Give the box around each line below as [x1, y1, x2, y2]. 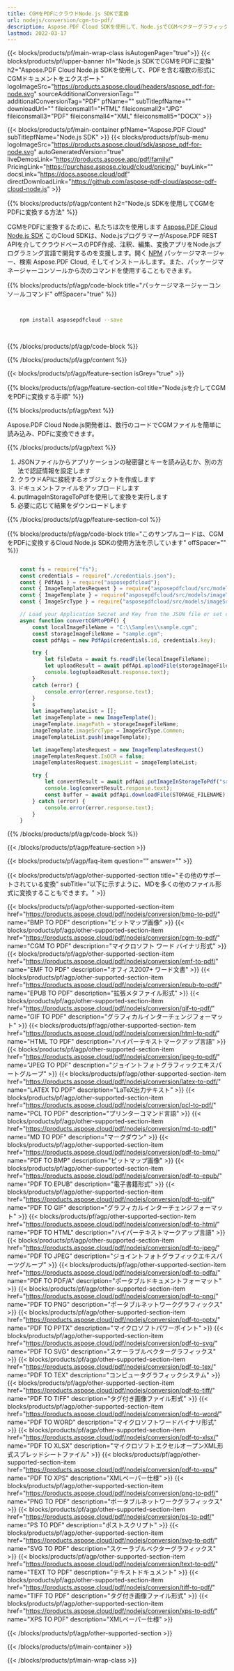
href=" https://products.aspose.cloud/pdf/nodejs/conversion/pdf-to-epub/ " [7, 1171, 223, 1180]
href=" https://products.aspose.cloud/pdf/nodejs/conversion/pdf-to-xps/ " [7, 1466, 218, 1474]
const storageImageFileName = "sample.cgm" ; [32, 630, 164, 637]
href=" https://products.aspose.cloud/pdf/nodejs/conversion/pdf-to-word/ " [7, 1410, 222, 1418]
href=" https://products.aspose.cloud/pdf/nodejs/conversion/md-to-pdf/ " [7, 1125, 217, 1133]
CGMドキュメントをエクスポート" [7, 75, 104, 83]
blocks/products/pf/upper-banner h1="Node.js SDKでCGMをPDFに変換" [7, 57, 214, 66]
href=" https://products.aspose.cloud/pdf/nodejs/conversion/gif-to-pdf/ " [7, 1004, 215, 1012]
